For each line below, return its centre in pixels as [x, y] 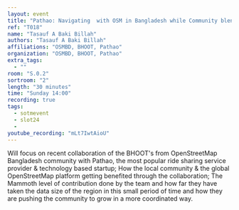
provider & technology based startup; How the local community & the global [118, 169]
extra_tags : [25, 61]
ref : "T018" [25, 27]
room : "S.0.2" [28, 73]
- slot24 [27, 120]
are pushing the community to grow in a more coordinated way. [100, 199]
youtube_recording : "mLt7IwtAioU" [59, 133]
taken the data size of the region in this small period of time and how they [115, 191]
